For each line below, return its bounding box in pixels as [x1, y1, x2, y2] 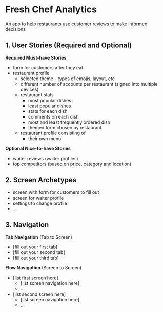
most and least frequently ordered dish [28, 119, 111, 125]
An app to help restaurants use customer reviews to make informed [5, 21, 148, 27]
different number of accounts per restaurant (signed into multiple [20, 81, 158, 87]
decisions [5, 26, 26, 32]
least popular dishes [28, 103, 71, 109]
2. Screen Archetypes [5, 175, 77, 184]
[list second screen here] [12, 291, 66, 297]
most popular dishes [28, 97, 72, 103]
